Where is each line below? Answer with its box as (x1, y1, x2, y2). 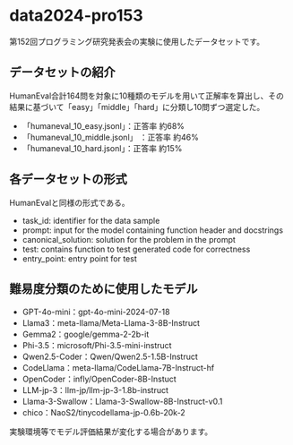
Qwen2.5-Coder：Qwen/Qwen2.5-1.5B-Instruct (22, 351, 199, 363)
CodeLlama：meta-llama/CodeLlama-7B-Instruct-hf (22, 363, 215, 373)
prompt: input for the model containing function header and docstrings (22, 225, 284, 235)
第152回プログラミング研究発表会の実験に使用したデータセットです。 (9, 36, 265, 47)
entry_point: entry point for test (22, 252, 137, 264)
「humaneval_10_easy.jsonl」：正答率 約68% (22, 120, 185, 131)
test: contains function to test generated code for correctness (22, 244, 251, 254)
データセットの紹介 (9, 64, 116, 81)
